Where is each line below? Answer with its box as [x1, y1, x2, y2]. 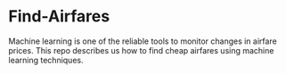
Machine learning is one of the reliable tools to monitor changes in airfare [8, 36, 277, 46]
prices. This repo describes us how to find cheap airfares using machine [8, 45, 274, 55]
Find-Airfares [8, 6, 110, 27]
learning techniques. [8, 54, 84, 65]
